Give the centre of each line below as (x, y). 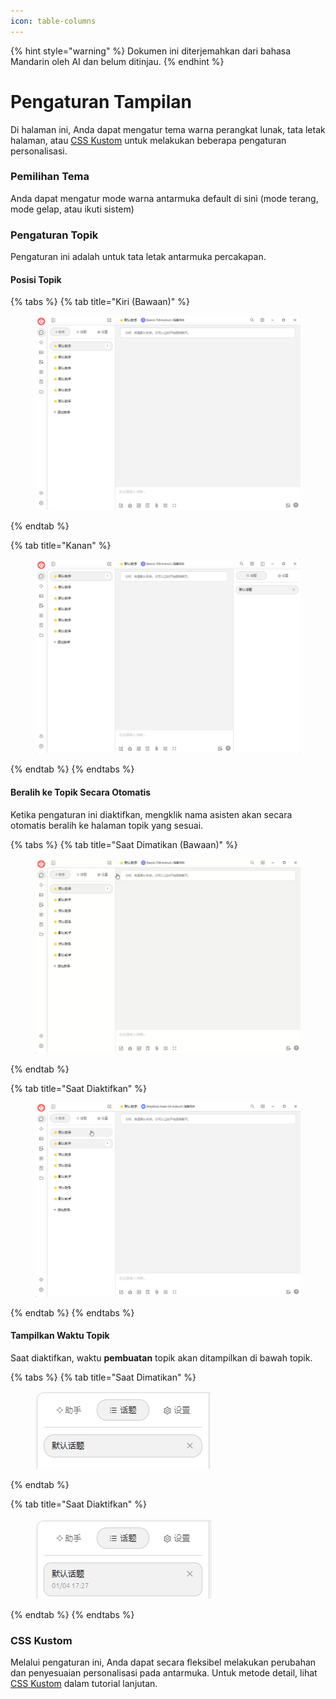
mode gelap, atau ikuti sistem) (72, 209)
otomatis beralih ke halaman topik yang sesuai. (107, 825)
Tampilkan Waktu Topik (60, 1336)
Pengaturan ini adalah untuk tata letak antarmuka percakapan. (138, 257)
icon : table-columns (53, 21)
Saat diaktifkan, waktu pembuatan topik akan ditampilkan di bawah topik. (161, 1357)
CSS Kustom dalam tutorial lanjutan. (84, 1684)
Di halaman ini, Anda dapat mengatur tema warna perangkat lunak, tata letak (168, 129)
